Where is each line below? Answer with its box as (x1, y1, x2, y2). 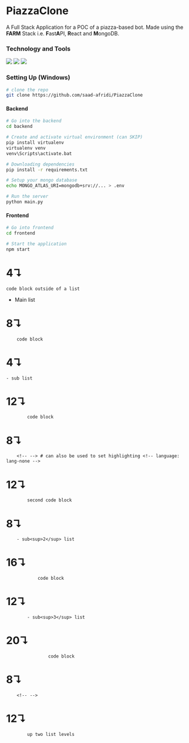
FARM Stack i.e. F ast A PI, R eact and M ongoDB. (6, 29, 119, 37)
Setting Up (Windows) (6, 74, 70, 82)
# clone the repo (6, 87, 49, 93)
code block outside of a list (6, 286, 80, 292)
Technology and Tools (6, 44, 71, 52)
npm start (6, 246, 31, 252)
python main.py (6, 199, 43, 205)
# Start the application (6, 240, 67, 247)
